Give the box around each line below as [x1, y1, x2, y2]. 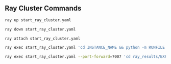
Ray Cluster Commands [5, 4, 82, 13]
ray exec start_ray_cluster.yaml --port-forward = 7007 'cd [5, 54, 131, 59]
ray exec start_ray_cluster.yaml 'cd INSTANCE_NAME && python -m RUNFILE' [5, 45, 167, 50]
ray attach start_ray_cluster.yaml [5, 36, 81, 41]
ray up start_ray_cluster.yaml [5, 17, 71, 22]
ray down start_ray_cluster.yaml [5, 26, 76, 32]
